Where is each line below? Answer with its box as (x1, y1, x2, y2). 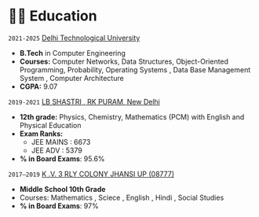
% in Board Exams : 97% (19, 200, 100, 211)
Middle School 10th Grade (19, 184, 106, 193)
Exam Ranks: (19, 129, 64, 138)
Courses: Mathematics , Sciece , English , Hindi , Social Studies (19, 193, 224, 202)
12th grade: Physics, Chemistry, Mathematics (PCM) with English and (19, 112, 245, 121)
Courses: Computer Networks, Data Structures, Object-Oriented (19, 57, 229, 66)
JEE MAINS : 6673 (31, 137, 91, 146)
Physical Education (19, 120, 82, 130)
